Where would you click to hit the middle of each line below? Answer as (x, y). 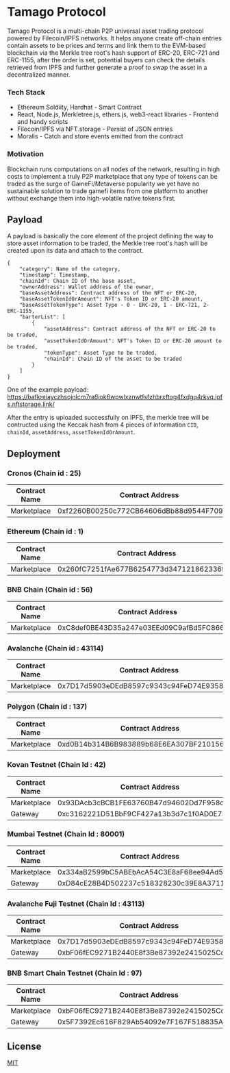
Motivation (26, 154)
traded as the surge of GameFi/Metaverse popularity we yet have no (103, 184)
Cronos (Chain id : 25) (44, 473)
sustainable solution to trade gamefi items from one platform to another (108, 191)
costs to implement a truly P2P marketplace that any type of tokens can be (112, 176)
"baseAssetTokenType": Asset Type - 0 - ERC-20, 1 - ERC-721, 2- (115, 305)
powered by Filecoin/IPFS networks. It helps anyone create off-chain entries (115, 38)
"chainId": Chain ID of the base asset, (78, 281)
